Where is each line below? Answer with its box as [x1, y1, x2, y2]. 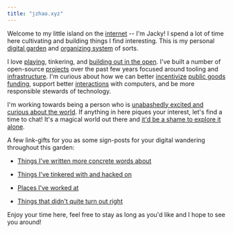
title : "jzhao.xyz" [7, 10, 64, 17]
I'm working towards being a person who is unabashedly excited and [7, 100, 204, 108]
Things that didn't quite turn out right [17, 197, 123, 205]
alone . [7, 122, 26, 130]
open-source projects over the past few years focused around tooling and [7, 64, 218, 73]
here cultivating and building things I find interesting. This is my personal [7, 36, 215, 45]
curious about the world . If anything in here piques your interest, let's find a [7, 107, 223, 116]
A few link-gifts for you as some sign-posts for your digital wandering [7, 136, 206, 144]
